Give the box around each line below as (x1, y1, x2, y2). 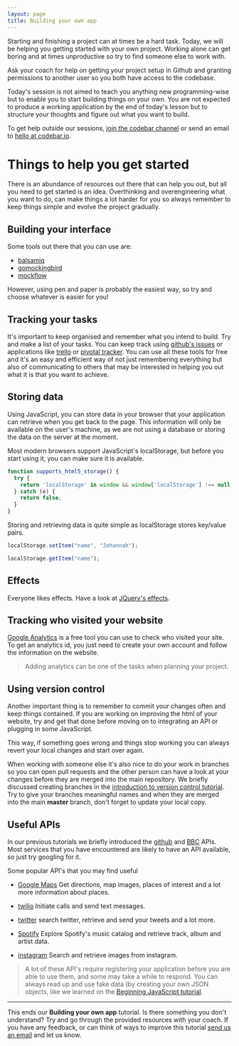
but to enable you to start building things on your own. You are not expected (7, 94, 230, 104)
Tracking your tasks (7, 313, 98, 326)
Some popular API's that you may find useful (7, 867, 139, 875)
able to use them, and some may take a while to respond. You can (24, 972, 218, 980)
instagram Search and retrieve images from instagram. (17, 951, 178, 959)
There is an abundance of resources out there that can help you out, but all (7, 180, 228, 188)
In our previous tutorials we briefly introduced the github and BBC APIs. (7, 838, 217, 846)
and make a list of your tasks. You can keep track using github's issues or (7, 340, 223, 348)
